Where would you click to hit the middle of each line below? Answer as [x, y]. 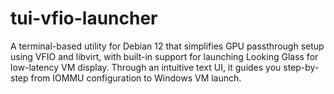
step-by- [301, 67]
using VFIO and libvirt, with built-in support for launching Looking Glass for [164, 56]
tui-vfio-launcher [84, 18]
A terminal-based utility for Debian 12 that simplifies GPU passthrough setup [167, 46]
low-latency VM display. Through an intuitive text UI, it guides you [146, 67]
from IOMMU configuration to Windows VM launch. [136, 78]
